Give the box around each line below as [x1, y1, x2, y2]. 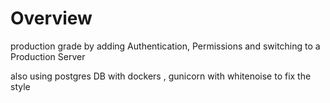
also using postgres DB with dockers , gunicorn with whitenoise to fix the [10, 70, 312, 82]
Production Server [10, 50, 86, 62]
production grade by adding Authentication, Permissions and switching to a [10, 40, 321, 52]
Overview [10, 7, 93, 30]
